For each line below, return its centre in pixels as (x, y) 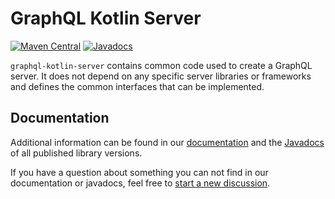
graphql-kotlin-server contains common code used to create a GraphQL (161, 65)
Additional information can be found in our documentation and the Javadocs (167, 142)
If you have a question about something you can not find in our (139, 172)
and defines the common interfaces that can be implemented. (137, 86)
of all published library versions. (76, 153)
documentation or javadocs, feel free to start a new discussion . (140, 183)
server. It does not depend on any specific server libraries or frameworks (161, 76)
